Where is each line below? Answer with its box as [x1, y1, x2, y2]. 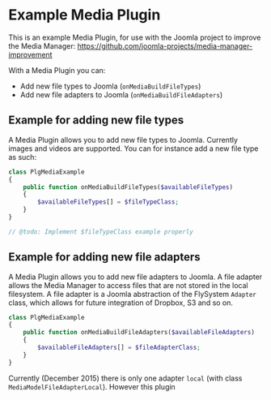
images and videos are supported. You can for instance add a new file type [8, 144, 259, 153]
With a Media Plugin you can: [8, 65, 106, 75]
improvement [8, 49, 53, 59]
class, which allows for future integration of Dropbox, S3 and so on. [8, 298, 233, 308]
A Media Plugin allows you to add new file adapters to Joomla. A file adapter [8, 272, 263, 282]
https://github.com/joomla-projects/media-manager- [77, 41, 253, 50]
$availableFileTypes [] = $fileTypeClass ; [37, 198, 180, 206]
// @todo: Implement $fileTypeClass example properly [8, 227, 194, 236]
